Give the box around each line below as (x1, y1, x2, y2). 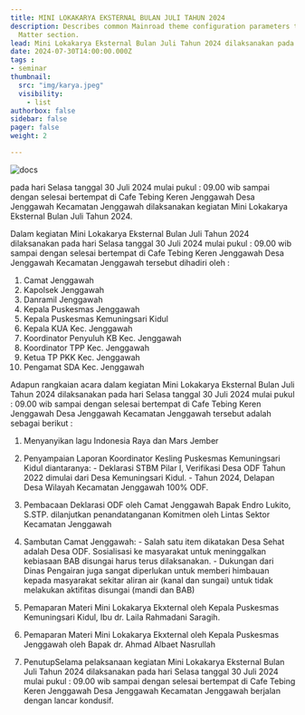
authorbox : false (10, 106, 76, 115)
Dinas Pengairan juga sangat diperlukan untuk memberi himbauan (23, 564, 270, 576)
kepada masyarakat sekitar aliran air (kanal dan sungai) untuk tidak (23, 574, 274, 585)
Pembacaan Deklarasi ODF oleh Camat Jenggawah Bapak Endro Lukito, (23, 499, 291, 510)
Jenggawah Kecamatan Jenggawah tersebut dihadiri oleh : (10, 257, 230, 268)
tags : (10, 55, 35, 64)
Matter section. (18, 30, 80, 39)
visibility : (18, 89, 64, 98)
